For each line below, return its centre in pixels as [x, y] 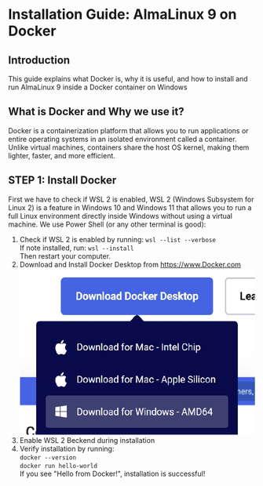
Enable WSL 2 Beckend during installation [87, 440]
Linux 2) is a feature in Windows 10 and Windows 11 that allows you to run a [130, 207]
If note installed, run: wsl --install [77, 248]
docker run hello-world [58, 466]
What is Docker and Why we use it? [96, 112]
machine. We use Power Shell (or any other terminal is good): [107, 224]
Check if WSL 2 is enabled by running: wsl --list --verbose [117, 239]
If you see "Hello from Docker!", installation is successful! [112, 473]
